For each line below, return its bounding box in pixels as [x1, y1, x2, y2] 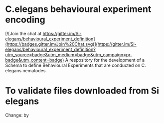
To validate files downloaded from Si [5, 85, 160, 97]
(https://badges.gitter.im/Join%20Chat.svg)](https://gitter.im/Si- [5, 41, 137, 47]
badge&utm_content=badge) [5, 57, 64, 63]
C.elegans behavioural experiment [5, 3, 152, 15]
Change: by [5, 112, 29, 118]
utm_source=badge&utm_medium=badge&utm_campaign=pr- [5, 51, 133, 58]
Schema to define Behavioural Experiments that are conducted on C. [5, 62, 146, 68]
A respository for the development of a [65, 57, 145, 63]
